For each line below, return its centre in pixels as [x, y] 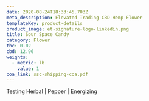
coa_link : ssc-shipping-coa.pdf [47, 74]
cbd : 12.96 [20, 52]
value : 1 [28, 68]
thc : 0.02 [19, 46]
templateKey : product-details [45, 23]
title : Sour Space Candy [38, 35]
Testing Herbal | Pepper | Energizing [52, 91]
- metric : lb [28, 63]
